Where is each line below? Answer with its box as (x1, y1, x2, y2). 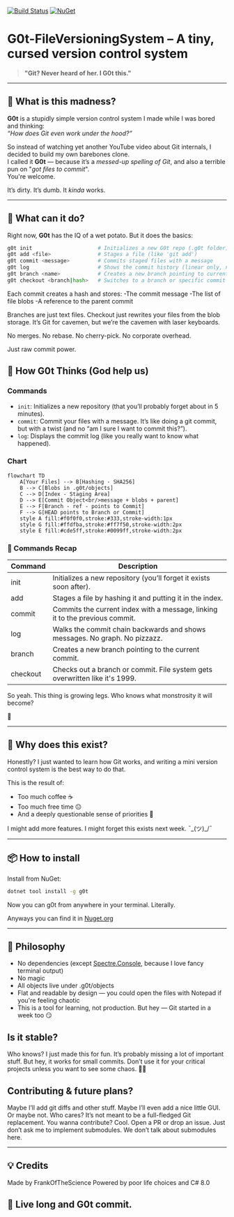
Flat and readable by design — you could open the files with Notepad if (17, 989, 221, 997)
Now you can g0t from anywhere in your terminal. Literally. (7, 900, 175, 909)
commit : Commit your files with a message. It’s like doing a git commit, (17, 417, 217, 425)
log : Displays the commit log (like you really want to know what (17, 431, 199, 440)
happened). (17, 439, 51, 447)
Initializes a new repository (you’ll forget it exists (52, 573, 210, 583)
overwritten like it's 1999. (52, 673, 137, 683)
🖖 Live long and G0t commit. (7, 1199, 132, 1211)
